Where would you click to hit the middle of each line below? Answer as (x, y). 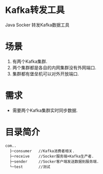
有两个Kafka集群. (30, 61)
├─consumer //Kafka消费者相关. (42, 151)
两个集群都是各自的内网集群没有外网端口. (54, 67)
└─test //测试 (30, 167)
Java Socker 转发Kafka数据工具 (37, 25)
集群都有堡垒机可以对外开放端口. (46, 74)
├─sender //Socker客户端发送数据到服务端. (54, 162)
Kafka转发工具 (35, 10)
